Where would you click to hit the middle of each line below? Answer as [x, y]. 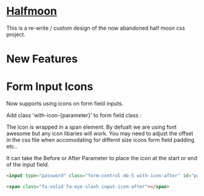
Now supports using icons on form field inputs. [65, 104]
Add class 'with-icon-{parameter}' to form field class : [74, 115]
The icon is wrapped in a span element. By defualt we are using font [92, 127]
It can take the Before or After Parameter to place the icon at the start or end [102, 158]
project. [16, 34]
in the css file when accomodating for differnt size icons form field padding [100, 140]
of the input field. [28, 164]
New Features [42, 59]
